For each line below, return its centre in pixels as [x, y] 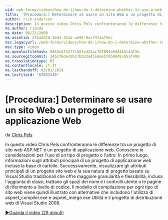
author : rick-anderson [29, 19]
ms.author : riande [24, 28]
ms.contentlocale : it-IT [31, 65]
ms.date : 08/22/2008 [27, 33]
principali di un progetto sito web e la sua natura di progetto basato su [77, 171]
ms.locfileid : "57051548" [32, 75]
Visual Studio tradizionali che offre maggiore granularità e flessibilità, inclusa [84, 176]
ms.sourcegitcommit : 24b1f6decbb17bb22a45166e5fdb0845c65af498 [72, 56]
